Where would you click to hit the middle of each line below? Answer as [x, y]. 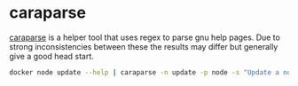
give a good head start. [52, 56]
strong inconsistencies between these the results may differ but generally [144, 46]
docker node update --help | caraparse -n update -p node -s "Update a [144, 72]
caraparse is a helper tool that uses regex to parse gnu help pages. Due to [145, 37]
